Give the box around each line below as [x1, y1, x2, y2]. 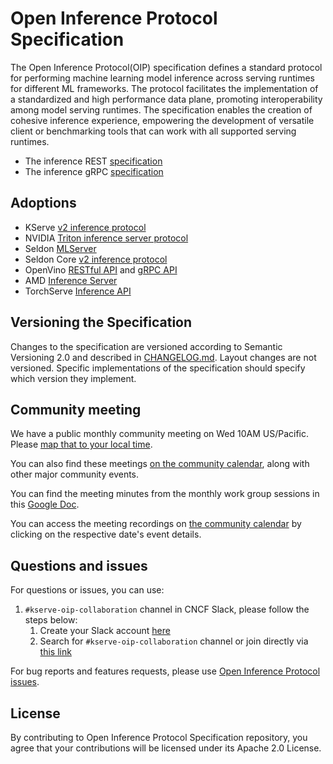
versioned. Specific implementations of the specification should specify [10, 362, 306, 374]
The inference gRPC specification [24, 165, 164, 177]
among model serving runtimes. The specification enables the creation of [10, 103, 313, 116]
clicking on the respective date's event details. [10, 528, 202, 541]
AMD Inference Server [24, 274, 118, 286]
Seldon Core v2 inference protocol [24, 253, 168, 265]
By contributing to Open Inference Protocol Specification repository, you [10, 732, 308, 743]
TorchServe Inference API [24, 285, 132, 297]
